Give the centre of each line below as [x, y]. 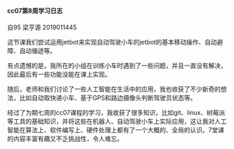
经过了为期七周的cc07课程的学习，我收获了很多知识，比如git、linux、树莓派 [116, 113]
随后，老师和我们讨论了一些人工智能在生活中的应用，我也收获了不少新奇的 [114, 89]
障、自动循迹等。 [32, 51]
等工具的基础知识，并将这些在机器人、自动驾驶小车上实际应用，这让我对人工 [117, 121]
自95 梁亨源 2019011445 [42, 27]
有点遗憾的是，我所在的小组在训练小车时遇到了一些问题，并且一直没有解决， [117, 65]
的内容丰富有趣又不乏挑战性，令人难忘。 [65, 139]
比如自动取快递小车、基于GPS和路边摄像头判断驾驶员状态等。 [108, 98]
